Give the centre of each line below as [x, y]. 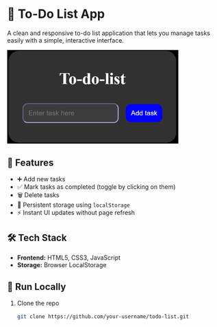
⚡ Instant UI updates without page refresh [76, 213]
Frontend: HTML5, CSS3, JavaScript [69, 258]
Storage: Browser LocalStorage [62, 265]
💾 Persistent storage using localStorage [73, 205]
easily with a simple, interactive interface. [66, 40]
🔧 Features [30, 162]
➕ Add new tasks [41, 179]
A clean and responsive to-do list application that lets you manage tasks [109, 33]
